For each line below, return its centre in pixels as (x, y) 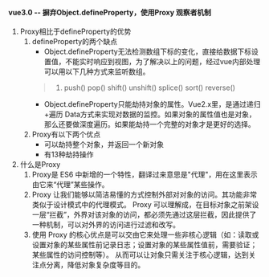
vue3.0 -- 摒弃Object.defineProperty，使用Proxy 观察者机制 (110, 12)
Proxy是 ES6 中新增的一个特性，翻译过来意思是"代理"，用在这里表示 (145, 175)
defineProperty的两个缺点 (75, 42)
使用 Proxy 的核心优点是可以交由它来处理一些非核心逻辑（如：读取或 (145, 235)
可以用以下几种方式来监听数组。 (97, 71)
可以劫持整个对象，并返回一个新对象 (104, 145)
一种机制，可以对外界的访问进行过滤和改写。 (106, 225)
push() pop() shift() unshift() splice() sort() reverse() (149, 88)
